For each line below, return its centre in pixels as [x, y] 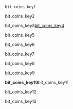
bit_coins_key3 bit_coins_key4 [35, 25]
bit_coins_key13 [21, 101]
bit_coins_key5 [20, 35]
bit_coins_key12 [21, 92]
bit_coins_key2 [20, 16]
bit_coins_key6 [20, 44]
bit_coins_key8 [20, 63]
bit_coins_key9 [20, 73]
